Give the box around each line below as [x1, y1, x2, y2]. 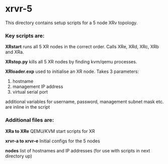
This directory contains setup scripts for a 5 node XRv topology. [5, 20, 138, 26]
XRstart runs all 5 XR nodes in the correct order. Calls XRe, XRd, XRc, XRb [5, 44, 159, 50]
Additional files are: [5, 117, 54, 124]
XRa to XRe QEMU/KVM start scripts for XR [5, 128, 95, 134]
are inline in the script [5, 104, 50, 110]
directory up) [5, 153, 33, 159]
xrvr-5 [5, 3, 33, 15]
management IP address [12, 84, 63, 90]
